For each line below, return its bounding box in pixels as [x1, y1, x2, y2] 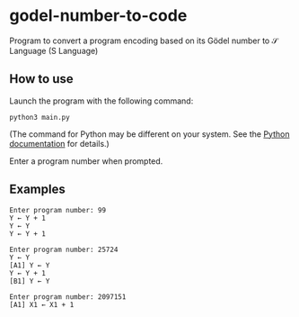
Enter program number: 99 [9, 205, 106, 214]
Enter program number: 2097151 [9, 292, 127, 302]
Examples [9, 182, 66, 197]
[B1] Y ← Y [9, 276, 50, 285]
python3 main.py [9, 113, 70, 122]
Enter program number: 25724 [9, 245, 119, 254]
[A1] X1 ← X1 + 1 [9, 300, 75, 309]
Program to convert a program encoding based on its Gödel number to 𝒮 [9, 35, 278, 46]
